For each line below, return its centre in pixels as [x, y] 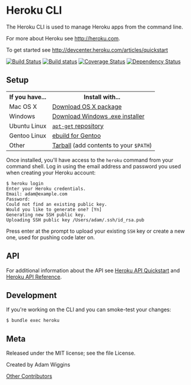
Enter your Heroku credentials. [46, 189]
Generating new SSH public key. [46, 215]
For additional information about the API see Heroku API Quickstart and [93, 270]
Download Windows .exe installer [98, 116]
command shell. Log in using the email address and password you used [94, 166]
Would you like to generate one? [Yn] [54, 209]
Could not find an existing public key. [57, 204]
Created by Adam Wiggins [38, 365]
